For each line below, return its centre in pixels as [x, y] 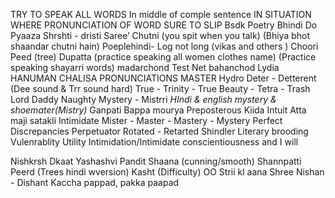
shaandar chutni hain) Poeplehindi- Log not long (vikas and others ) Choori [164, 46]
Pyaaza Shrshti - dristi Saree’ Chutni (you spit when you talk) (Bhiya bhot [160, 35]
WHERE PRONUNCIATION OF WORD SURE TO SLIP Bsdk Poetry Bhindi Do [164, 25]
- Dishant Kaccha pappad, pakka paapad [95, 182]
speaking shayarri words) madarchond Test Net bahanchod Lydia [145, 67]
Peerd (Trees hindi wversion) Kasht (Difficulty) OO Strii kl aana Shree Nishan [167, 172]
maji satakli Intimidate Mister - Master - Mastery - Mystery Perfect [146, 120]
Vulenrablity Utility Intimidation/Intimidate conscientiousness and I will [154, 142]
